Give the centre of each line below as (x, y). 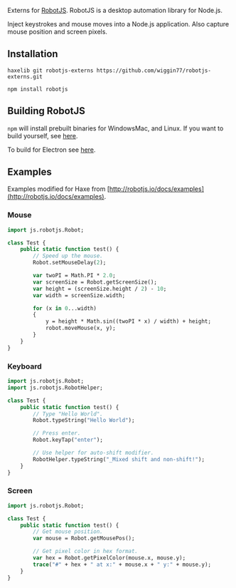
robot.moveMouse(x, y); (80, 328)
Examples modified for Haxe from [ (59, 189)
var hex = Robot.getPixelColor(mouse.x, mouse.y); (109, 558)
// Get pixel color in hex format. (86, 552)
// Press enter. (57, 433)
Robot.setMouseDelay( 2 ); (70, 263)
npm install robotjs (38, 89)
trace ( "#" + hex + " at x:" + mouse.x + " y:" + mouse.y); (122, 564)
